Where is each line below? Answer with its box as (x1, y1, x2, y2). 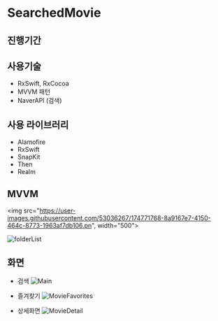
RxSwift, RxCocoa (17, 79, 70, 88)
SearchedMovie (7, 5, 101, 21)
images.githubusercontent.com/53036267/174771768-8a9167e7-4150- (7, 214, 211, 222)
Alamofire (17, 138, 46, 146)
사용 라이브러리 (7, 119, 69, 131)
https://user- (39, 206, 76, 215)
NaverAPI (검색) (17, 97, 62, 105)
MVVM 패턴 (17, 87, 51, 96)
